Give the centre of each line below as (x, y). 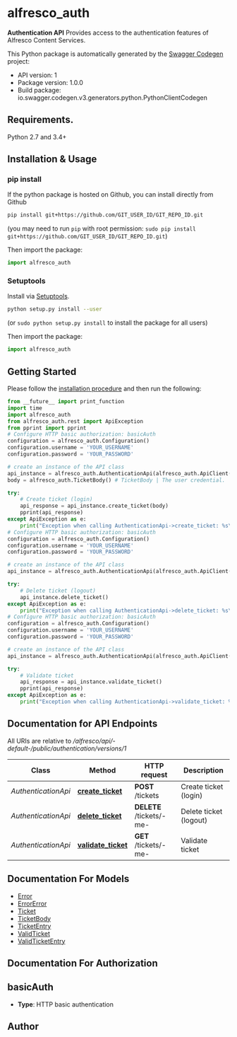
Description (203, 770)
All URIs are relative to (39, 741)
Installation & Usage (52, 160)
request (154, 775)
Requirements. (41, 120)
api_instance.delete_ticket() (65, 597)
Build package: (39, 90)
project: (19, 61)
